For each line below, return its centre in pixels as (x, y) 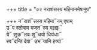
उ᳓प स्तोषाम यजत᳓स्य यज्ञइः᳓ (34, 28)
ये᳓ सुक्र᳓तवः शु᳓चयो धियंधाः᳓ (34, 35)
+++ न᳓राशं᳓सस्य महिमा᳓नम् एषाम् (40, 21)
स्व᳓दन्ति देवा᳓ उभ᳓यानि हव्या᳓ (35, 41)
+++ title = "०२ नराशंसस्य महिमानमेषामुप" (49, 9)
